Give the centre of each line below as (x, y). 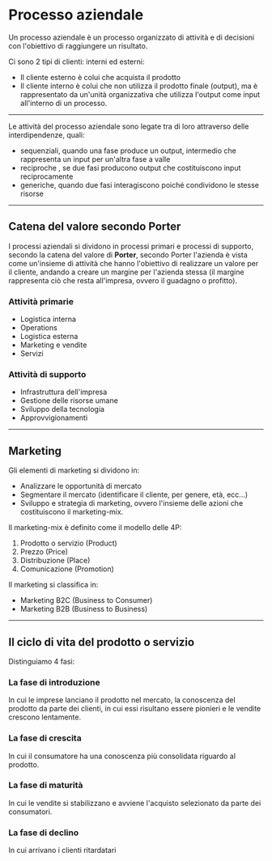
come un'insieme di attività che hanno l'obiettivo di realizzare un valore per (134, 263)
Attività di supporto (47, 374)
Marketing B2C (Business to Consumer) (86, 600)
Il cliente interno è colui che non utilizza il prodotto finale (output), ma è (139, 86)
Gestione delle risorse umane (69, 401)
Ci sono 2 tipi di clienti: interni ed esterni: (76, 61)
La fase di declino (44, 833)
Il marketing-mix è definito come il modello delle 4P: (95, 528)
